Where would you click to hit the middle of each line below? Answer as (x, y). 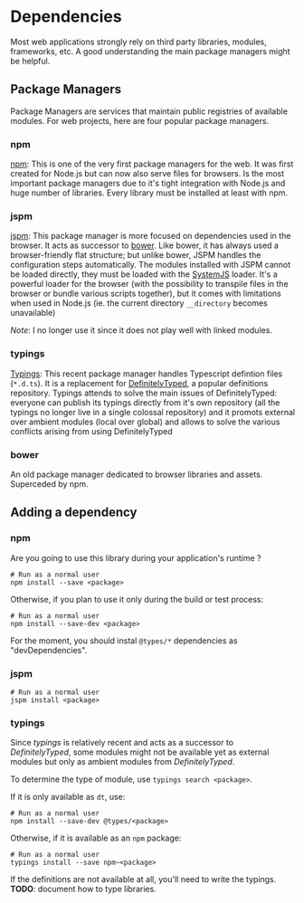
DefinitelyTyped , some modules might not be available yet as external (140, 752)
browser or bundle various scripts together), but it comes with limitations (146, 294)
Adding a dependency (74, 513)
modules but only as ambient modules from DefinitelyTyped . (123, 762)
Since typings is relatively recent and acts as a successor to (122, 743)
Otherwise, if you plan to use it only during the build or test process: (137, 599)
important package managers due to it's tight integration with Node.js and (148, 184)
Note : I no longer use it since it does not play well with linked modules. (141, 330)
